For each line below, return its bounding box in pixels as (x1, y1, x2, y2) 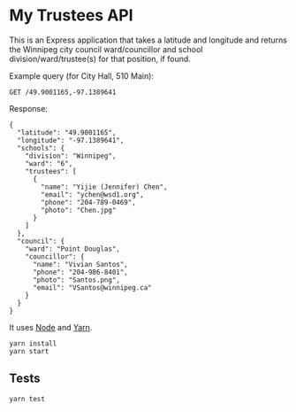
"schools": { (17, 144, 65, 152)
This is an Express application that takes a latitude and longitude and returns (9, 35, 287, 45)
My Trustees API (9, 5, 134, 26)
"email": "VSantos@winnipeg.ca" (32, 283, 152, 292)
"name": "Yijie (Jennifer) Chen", (41, 183, 168, 191)
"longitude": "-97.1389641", (17, 136, 125, 144)
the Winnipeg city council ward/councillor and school (9, 43, 203, 54)
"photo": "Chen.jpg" (41, 206, 117, 214)
